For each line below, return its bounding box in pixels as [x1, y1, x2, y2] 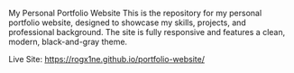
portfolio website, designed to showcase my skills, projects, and [8, 17, 247, 28]
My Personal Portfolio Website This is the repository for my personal [8, 8, 262, 18]
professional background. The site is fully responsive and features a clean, [8, 27, 286, 37]
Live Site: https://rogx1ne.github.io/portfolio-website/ [8, 54, 205, 64]
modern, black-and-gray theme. [8, 36, 128, 47]
